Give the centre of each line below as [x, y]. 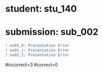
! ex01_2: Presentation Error [37, 55]
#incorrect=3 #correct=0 [32, 64]
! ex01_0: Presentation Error [37, 46]
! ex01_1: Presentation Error [37, 50]
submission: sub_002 [52, 32]
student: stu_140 [41, 9]
